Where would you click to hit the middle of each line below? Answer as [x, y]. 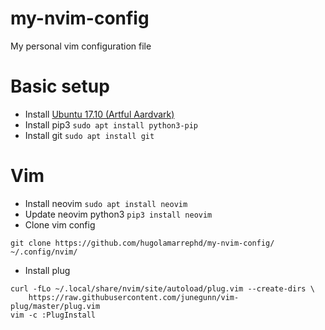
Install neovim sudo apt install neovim [106, 203]
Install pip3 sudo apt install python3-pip [111, 124]
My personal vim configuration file [81, 46]
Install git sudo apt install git [89, 135]
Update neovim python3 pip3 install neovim [118, 214]
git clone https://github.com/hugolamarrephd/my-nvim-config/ [142, 243]
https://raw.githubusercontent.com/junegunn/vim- [134, 297]
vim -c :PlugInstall [53, 315]
